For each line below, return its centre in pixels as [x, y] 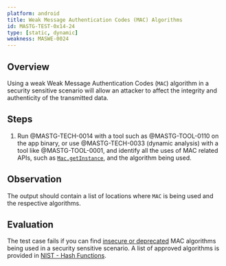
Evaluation [30, 225]
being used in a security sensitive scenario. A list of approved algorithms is [113, 248]
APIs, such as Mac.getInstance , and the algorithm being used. [104, 158]
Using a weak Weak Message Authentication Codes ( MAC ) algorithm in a [108, 83]
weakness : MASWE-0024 [38, 39]
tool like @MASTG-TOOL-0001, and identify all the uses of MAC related [117, 150]
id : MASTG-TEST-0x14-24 [41, 26]
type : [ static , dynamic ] [43, 33]
